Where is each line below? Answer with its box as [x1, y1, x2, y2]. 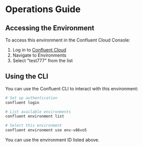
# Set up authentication [5, 95, 58, 101]
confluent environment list [5, 114, 65, 119]
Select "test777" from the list [12, 58, 73, 64]
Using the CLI [5, 72, 49, 81]
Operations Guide [5, 4, 81, 15]
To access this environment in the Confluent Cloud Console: [5, 37, 130, 43]
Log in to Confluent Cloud [12, 47, 67, 53]
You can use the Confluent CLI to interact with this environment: [5, 85, 138, 91]
